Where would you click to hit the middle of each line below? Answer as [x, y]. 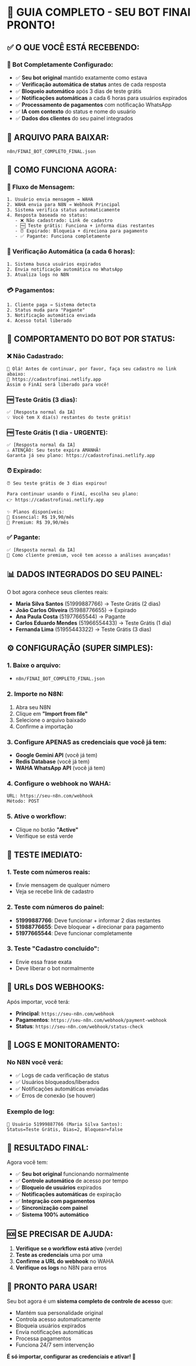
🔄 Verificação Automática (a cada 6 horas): [71, 251]
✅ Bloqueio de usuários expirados [58, 1188]
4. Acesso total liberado [39, 321]
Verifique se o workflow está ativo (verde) [69, 1249]
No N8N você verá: [35, 1062]
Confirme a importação [44, 726]
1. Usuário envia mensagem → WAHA [50, 199]
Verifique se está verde [44, 836]
